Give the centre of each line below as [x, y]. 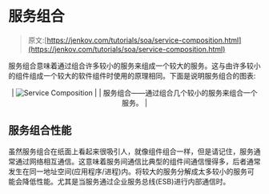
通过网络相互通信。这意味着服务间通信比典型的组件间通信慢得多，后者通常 [138, 161]
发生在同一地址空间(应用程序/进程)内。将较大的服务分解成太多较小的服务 [128, 171]
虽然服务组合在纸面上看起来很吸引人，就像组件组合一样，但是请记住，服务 [131, 151]
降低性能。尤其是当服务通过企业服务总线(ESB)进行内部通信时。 [126, 181]
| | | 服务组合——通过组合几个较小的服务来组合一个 [134, 92]
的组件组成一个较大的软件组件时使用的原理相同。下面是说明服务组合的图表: [132, 75]
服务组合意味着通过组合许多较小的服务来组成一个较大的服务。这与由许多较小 [134, 66]
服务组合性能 [40, 130]
